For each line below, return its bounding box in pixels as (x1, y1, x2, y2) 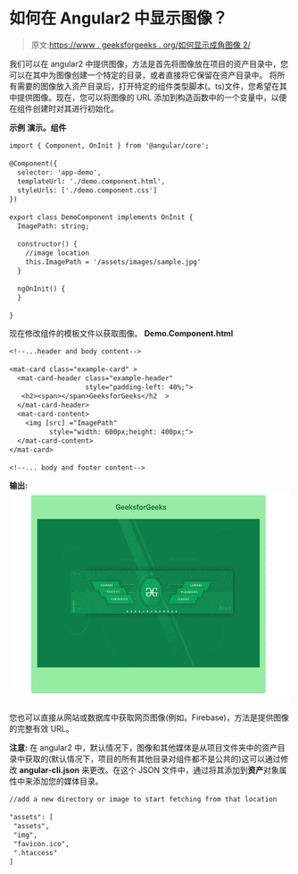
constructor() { (17, 239, 78, 249)
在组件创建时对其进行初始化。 (9, 103, 119, 114)
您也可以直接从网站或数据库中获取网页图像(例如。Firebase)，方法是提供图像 (9, 712, 290, 723)
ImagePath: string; (17, 221, 90, 231)
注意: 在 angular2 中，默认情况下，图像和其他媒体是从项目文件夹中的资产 (9, 742, 278, 752)
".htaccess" (12, 848, 58, 857)
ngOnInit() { (17, 284, 66, 293)
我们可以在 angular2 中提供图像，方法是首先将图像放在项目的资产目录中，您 (9, 58, 288, 69)
